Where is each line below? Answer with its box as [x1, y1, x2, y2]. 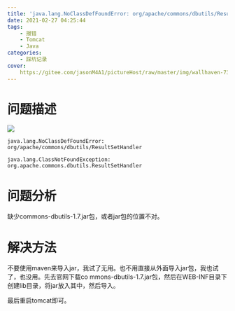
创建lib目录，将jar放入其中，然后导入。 [7, 282, 120, 290]
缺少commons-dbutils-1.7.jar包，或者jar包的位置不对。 [7, 212, 164, 221]
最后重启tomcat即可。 [7, 296, 71, 305]
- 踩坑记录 [20, 56, 48, 63]
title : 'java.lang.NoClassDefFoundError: [7, 10, 130, 18]
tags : [7, 23, 23, 30]
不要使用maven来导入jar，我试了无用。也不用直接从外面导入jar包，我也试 [7, 264, 219, 272]
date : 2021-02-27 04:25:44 [7, 17, 86, 24]
